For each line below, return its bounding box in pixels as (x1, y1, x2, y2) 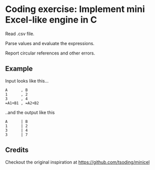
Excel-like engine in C (5, 14, 97, 25)
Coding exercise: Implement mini (5, 3, 145, 15)
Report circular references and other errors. (5, 50, 95, 56)
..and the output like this (5, 109, 55, 115)
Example (5, 64, 33, 73)
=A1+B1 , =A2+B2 (5, 100, 39, 105)
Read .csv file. (5, 30, 34, 36)
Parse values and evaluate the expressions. (5, 40, 95, 46)
